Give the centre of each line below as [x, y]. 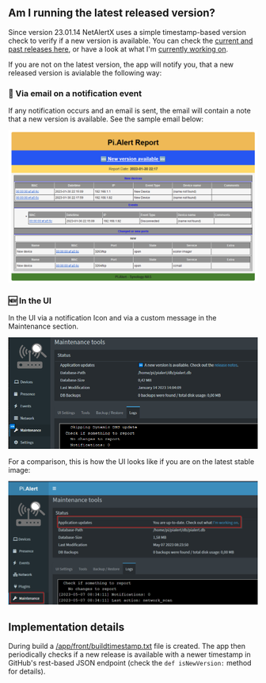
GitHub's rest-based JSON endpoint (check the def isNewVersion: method [130, 663]
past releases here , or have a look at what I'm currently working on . [118, 49]
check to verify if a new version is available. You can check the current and [131, 40]
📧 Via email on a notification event [75, 93]
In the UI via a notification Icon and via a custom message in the [112, 318]
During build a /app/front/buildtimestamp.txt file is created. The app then [127, 647]
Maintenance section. [44, 326]
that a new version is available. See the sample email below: [106, 119]
